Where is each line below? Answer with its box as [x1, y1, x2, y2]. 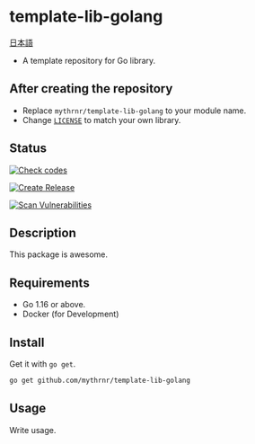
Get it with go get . [9, 359, 76, 369]
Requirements [9, 275, 90, 290]
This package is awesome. [9, 249, 109, 260]
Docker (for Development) [22, 308, 119, 320]
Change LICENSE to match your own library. [22, 114, 181, 125]
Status [9, 141, 48, 156]
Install [9, 334, 45, 350]
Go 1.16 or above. [22, 299, 86, 310]
